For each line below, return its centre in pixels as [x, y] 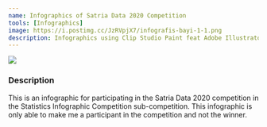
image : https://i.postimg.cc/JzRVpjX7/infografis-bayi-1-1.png [115, 30]
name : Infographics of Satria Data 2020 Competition [97, 15]
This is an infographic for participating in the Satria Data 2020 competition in [133, 98]
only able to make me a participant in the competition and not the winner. [128, 114]
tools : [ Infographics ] [46, 23]
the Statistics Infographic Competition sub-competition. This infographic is [130, 106]
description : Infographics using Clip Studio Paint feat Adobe [115, 38]
